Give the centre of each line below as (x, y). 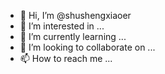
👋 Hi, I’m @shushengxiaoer (75, 15)
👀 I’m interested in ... (62, 26)
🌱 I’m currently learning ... (73, 36)
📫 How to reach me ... (66, 58)
